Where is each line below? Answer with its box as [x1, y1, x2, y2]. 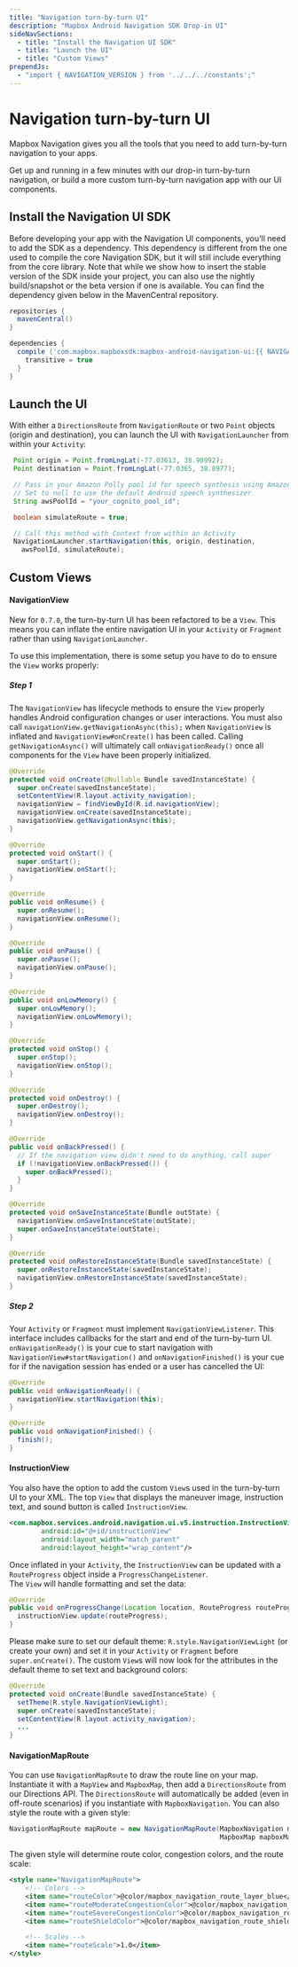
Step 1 [9, 680, 33, 691]
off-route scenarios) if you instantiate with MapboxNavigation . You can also [9, 1798, 280, 1809]
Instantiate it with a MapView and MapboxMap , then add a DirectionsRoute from [9, 1779, 286, 1790]
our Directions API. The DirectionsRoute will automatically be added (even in [9, 1789, 289, 1799]
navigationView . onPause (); [17, 963, 117, 972]
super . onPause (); [17, 955, 82, 964]
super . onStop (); [17, 1053, 77, 1062]
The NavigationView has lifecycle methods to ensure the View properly [9, 702, 265, 713]
